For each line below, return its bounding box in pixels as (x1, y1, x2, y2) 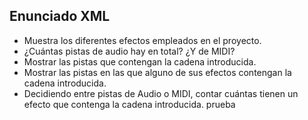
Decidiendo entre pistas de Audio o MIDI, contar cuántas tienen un (23, 87, 299, 99)
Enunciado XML (9, 8, 111, 25)
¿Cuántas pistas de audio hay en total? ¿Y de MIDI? (23, 45, 236, 57)
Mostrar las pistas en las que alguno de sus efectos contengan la (23, 66, 292, 78)
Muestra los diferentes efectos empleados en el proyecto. (23, 34, 262, 46)
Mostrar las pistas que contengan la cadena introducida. (23, 55, 257, 68)
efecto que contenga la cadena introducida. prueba (23, 98, 236, 110)
